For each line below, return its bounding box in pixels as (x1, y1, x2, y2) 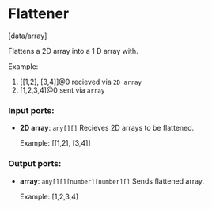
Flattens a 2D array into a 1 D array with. (8, 46, 138, 55)
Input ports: (8, 104, 55, 116)
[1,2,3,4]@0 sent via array (19, 85, 105, 95)
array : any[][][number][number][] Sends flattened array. (19, 176, 204, 186)
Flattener (8, 5, 70, 23)
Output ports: (8, 158, 62, 169)
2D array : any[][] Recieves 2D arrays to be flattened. (19, 123, 195, 133)
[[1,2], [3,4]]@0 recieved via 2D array (19, 77, 142, 86)
